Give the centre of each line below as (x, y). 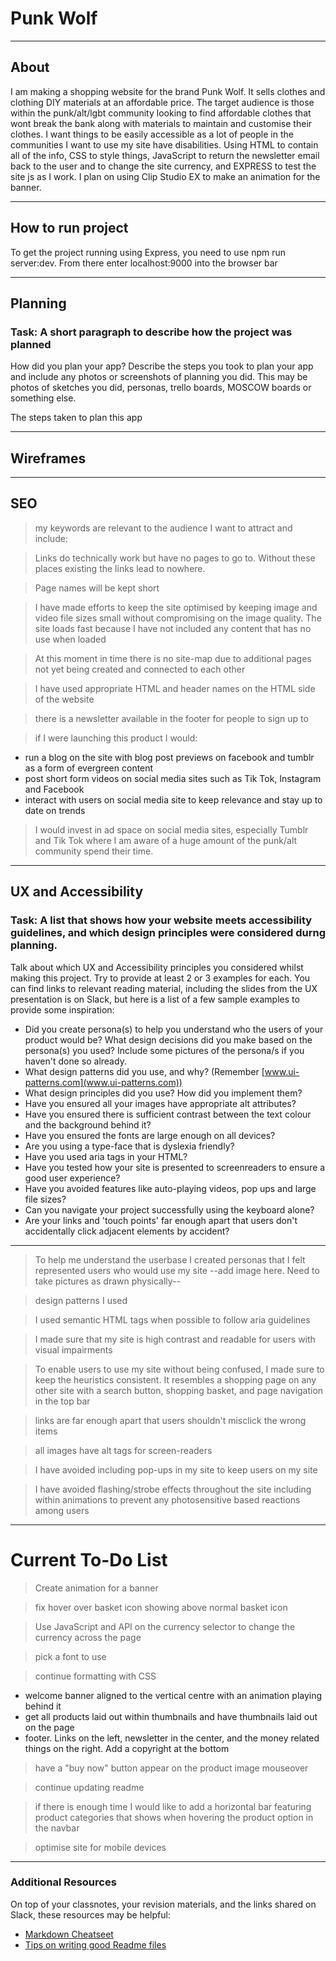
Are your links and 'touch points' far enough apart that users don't (161, 1220)
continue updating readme (89, 1787)
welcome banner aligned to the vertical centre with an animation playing (173, 1695)
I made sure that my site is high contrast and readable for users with (175, 1339)
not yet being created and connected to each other (140, 669)
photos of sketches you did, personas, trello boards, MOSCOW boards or (161, 388)
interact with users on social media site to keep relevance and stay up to (173, 799)
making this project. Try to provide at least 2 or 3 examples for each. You (160, 978)
